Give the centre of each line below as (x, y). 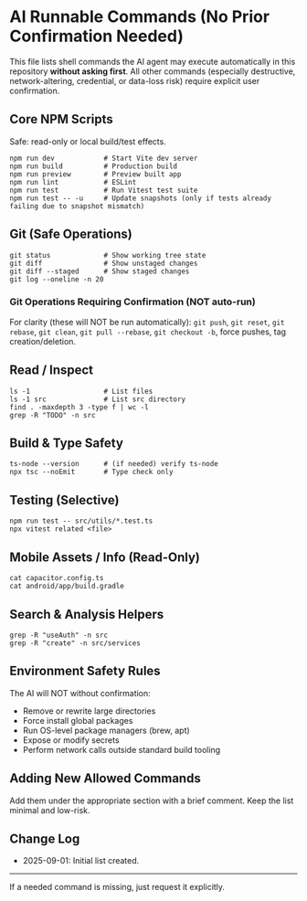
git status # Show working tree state (108, 255)
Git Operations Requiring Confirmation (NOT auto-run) (132, 302)
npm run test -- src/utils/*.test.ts (81, 521)
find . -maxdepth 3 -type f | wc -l (79, 407)
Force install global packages (78, 720)
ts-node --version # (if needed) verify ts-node (114, 464)
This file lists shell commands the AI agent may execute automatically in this (153, 61)
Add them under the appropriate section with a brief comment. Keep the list (152, 800)
